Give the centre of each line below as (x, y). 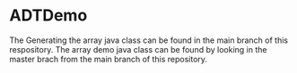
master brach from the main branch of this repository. (109, 59)
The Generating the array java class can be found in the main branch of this (149, 40)
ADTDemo (48, 16)
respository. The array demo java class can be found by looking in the (138, 49)
